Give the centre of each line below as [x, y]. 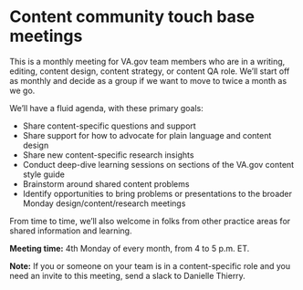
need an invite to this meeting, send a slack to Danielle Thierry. [128, 275]
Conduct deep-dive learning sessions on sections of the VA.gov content [158, 164]
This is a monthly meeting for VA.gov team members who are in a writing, [147, 61]
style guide [44, 174]
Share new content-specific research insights [108, 155]
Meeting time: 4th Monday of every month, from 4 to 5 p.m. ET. [130, 248]
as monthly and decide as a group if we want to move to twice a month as [148, 80]
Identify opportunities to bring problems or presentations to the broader [157, 193]
